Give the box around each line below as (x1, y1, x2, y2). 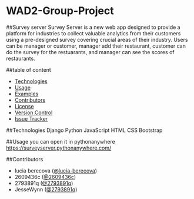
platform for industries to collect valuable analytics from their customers (6, 29, 181, 37)
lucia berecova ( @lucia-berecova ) (14, 167, 98, 174)
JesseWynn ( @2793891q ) (14, 185, 78, 193)
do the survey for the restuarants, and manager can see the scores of (6, 48, 175, 55)
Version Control (14, 109, 53, 116)
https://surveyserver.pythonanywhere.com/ (6, 144, 112, 151)
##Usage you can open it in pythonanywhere (6, 138, 116, 145)
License (14, 102, 34, 110)
